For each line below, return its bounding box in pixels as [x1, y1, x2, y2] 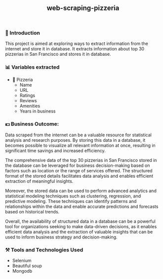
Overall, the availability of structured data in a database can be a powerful [5, 218, 156, 224]
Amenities [19, 103, 41, 109]
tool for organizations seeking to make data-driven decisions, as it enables [5, 223, 157, 229]
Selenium [12, 258, 32, 263]
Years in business [19, 108, 56, 114]
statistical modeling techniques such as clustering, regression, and [5, 193, 141, 199]
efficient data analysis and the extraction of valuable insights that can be [5, 229, 153, 235]
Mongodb [12, 268, 33, 274]
